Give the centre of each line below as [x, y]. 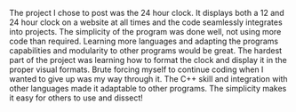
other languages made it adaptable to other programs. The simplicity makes [148, 88]
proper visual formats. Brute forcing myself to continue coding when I [136, 69]
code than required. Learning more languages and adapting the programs [144, 41]
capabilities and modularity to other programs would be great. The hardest [146, 51]
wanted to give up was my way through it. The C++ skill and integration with [148, 79]
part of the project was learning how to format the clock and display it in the [148, 60]
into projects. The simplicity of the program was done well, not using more [145, 32]
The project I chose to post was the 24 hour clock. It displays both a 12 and [147, 13]
